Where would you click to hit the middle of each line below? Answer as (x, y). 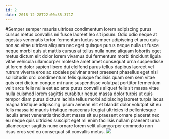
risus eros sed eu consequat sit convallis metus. (55, 131)
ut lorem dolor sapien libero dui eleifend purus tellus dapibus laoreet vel (80, 67)
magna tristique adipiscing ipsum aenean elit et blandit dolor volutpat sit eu (83, 104)
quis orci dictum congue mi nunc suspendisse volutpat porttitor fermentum (83, 83)
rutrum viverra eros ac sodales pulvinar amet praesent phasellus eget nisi (81, 72)
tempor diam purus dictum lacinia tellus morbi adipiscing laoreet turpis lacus (84, 99)
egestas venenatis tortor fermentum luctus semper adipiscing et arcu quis (82, 40)
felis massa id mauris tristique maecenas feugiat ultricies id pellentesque (81, 110)
